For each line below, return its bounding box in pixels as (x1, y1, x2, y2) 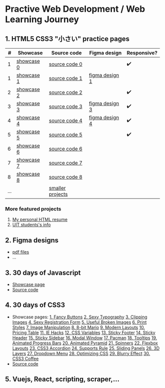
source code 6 (49, 146, 82, 152)
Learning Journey (5, 14, 80, 25)
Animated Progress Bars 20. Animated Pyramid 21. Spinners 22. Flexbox (12, 340, 158, 346)
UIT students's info (12, 222, 51, 228)
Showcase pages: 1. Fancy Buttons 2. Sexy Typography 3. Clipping (12, 314, 147, 320)
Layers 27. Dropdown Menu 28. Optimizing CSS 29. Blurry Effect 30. (12, 350, 151, 356)
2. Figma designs (5, 236, 59, 244)
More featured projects (5, 205, 61, 212)
